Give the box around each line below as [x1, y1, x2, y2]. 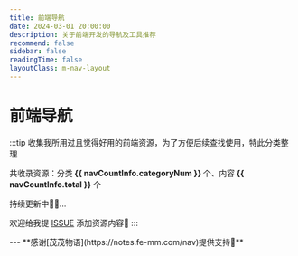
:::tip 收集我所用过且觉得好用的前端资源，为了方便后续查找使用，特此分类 [9, 137, 282, 147]
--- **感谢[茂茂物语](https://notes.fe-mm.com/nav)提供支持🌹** [9, 236, 244, 247]
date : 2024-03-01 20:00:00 [9, 22, 111, 31]
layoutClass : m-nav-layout [9, 64, 111, 73]
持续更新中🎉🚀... [9, 198, 67, 209]
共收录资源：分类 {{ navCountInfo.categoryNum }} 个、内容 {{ [9, 167, 245, 178]
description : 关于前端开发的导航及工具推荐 [9, 30, 156, 39]
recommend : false [9, 38, 75, 48]
